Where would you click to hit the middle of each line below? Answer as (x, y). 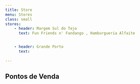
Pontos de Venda (32, 77)
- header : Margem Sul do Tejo (46, 29)
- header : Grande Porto (39, 47)
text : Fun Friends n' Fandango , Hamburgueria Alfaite (77, 33)
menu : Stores (19, 15)
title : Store (19, 10)
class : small (19, 19)
